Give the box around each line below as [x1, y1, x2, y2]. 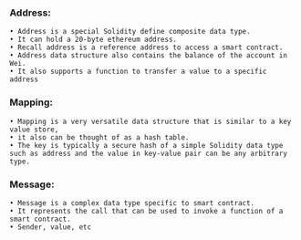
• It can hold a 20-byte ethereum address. [9, 35, 178, 45]
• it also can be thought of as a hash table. [9, 132, 190, 142]
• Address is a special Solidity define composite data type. [9, 27, 251, 37]
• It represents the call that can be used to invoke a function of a [9, 206, 284, 215]
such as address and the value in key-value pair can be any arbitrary [9, 149, 287, 158]
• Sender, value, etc [9, 222, 92, 232]
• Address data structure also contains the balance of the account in [9, 51, 287, 60]
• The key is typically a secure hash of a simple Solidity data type [9, 141, 284, 150]
